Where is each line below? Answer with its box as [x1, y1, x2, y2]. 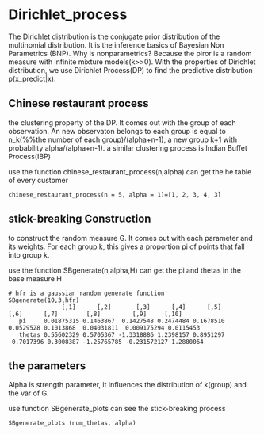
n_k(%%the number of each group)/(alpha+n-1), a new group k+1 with [8, 135, 238, 144]
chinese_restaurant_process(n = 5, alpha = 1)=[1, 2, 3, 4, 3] [8, 190, 222, 199]
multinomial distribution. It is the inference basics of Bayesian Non [8, 40, 224, 49]
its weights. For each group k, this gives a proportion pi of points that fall [8, 242, 245, 251]
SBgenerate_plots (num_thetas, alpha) [8, 419, 136, 427]
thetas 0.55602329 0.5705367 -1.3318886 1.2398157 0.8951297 [18, 330, 225, 338]
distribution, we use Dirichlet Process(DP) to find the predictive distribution [8, 65, 254, 74]
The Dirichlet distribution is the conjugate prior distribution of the [8, 32, 220, 41]
